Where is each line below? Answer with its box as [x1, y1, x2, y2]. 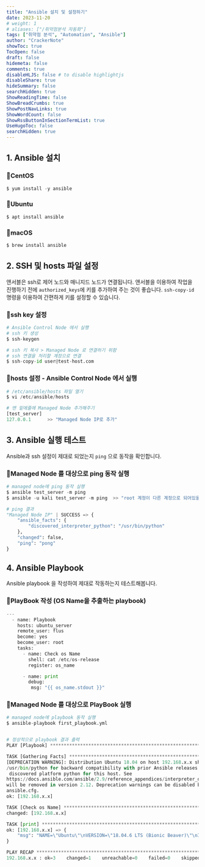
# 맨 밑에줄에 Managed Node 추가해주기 [6, 405, 95, 411]
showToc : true [6, 44, 43, 50]
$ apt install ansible [6, 214, 64, 220]
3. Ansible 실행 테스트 [6, 435, 87, 445]
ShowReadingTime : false [6, 94, 67, 100]
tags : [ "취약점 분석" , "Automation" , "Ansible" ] [6, 32, 126, 38]
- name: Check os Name [22, 651, 81, 657]
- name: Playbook [12, 616, 56, 623]
